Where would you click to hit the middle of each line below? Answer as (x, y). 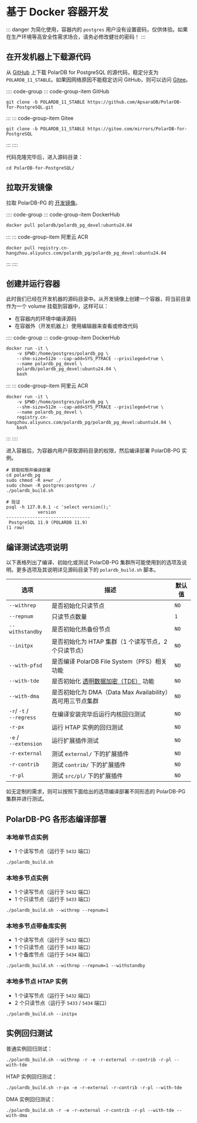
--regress (23, 718)
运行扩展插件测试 (75, 741)
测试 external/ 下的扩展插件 (90, 754)
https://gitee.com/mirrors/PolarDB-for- (137, 129)
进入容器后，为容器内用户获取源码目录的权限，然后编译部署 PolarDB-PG (93, 451)
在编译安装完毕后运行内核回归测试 (99, 714)
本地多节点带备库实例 (36, 926)
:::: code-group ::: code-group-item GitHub (58, 91)
